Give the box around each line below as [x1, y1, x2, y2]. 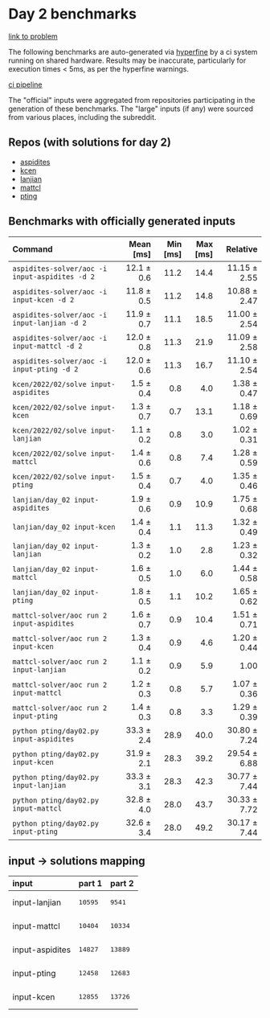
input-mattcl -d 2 [12, 341, 83, 351]
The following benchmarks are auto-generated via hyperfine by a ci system [8, 47, 258, 56]
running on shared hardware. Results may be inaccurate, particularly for [8, 55, 247, 65]
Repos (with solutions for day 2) [8, 136, 171, 150]
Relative [226, 243, 258, 254]
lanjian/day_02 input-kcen [12, 522, 116, 532]
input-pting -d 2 [12, 364, 79, 374]
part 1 [78, 878, 103, 889]
